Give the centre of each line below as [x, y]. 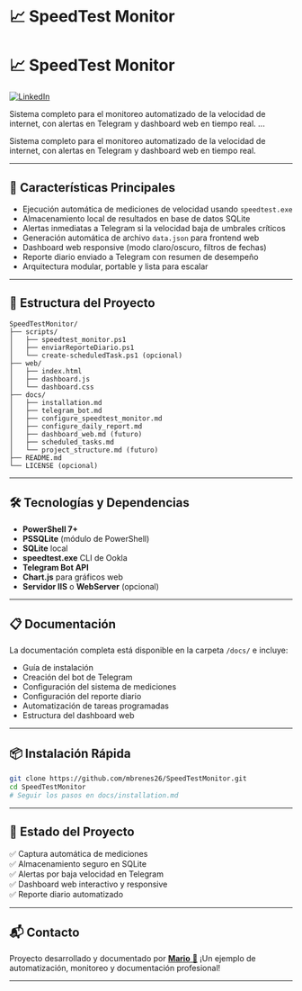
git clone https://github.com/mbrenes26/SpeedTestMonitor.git [128, 779]
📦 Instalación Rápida [70, 753]
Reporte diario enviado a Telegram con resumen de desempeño [140, 257]
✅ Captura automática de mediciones [79, 853]
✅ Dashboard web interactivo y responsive [89, 884]
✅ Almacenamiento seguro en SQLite [78, 863]
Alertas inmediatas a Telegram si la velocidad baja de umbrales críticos [154, 228]
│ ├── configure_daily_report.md [76, 426]
